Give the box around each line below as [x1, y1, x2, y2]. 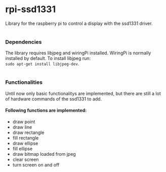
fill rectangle [12, 134, 39, 141]
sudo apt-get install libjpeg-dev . [5, 61, 79, 67]
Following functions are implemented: [5, 108, 87, 114]
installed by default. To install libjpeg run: [5, 55, 91, 61]
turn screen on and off [12, 161, 60, 168]
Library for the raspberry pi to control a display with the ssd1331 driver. [5, 20, 153, 26]
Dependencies [5, 38, 42, 45]
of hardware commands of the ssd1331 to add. [5, 95, 102, 102]
